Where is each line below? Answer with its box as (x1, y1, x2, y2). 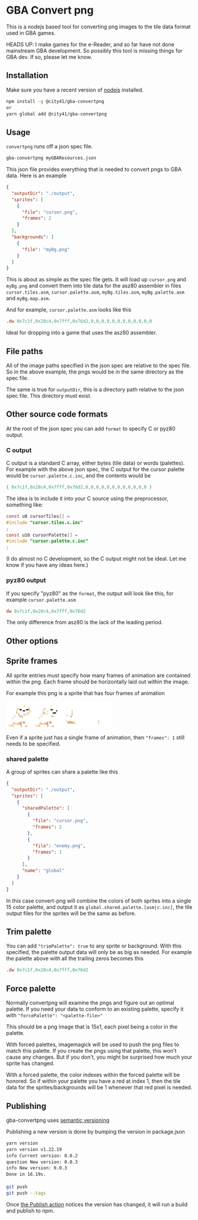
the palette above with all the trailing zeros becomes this (6, 955, 144, 962)
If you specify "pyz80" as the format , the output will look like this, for (6, 589, 174, 597)
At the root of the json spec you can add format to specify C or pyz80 (6, 425, 176, 432)
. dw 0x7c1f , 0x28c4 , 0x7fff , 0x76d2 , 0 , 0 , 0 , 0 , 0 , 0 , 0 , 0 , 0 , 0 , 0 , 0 (6, 319, 152, 325)
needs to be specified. (6, 740, 61, 747)
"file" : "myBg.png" (21, 246, 70, 252)
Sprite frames (6, 656, 58, 666)
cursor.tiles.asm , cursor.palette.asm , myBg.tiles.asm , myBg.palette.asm (6, 288, 185, 296)
